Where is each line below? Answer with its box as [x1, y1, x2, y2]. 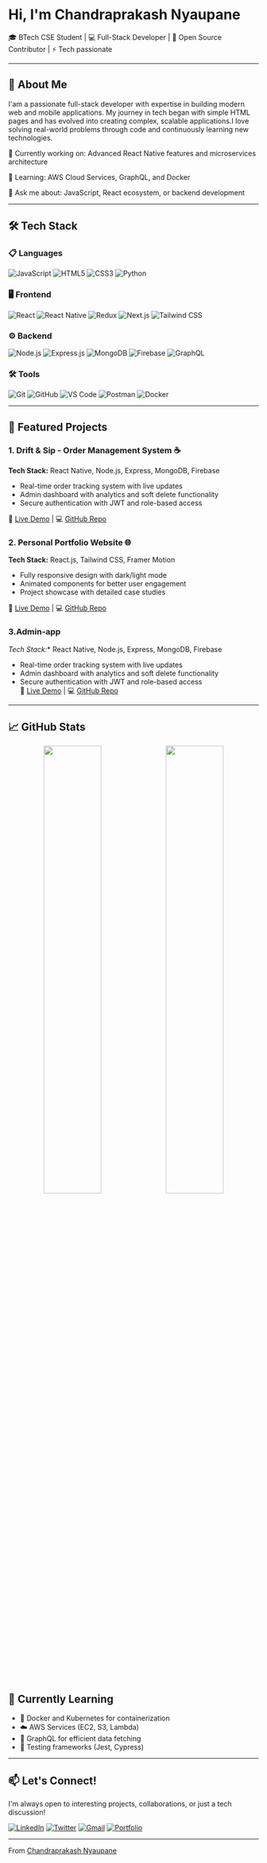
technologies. [8, 133, 53, 143]
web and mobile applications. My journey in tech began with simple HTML [8, 108, 251, 117]
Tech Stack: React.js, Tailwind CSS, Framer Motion [8, 555, 176, 565]
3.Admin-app [8, 626, 61, 637]
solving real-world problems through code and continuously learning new [8, 124, 249, 134]
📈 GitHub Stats [8, 720, 86, 734]
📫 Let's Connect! [8, 1774, 97, 1787]
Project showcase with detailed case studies [19, 587, 166, 597]
